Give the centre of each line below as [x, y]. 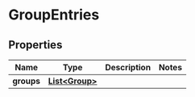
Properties [35, 45]
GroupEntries [54, 15]
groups [27, 81]
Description [128, 67]
